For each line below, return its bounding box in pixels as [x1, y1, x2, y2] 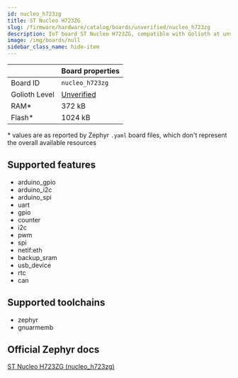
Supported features [7, 159, 96, 171]
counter [17, 215, 41, 224]
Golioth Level [11, 90, 55, 99]
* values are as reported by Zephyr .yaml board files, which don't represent [7, 131, 227, 139]
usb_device [17, 261, 52, 269]
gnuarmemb [17, 323, 54, 331]
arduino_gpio [17, 178, 56, 186]
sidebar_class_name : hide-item [7, 43, 100, 50]
